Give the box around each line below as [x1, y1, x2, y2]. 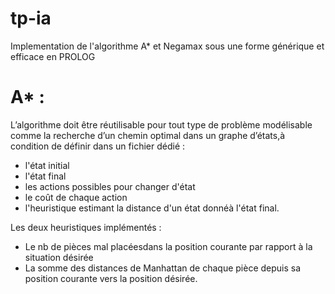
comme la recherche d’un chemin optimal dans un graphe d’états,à [10, 129, 286, 141]
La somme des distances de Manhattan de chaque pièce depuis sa [24, 262, 302, 274]
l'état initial [24, 159, 70, 171]
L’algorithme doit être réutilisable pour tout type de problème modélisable [10, 118, 313, 131]
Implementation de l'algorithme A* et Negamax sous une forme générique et [10, 40, 325, 52]
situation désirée [24, 251, 94, 263]
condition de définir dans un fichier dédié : [10, 140, 186, 152]
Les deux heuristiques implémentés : [10, 221, 162, 233]
